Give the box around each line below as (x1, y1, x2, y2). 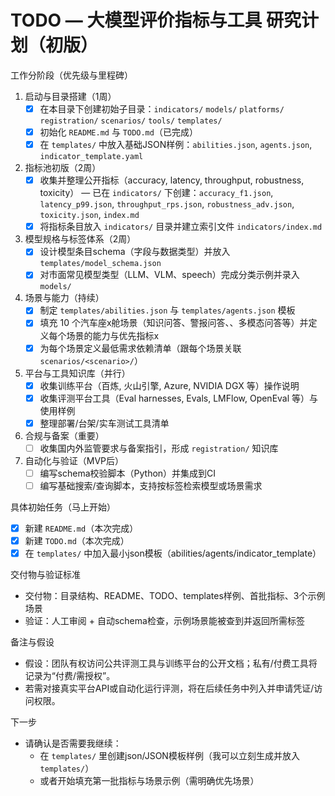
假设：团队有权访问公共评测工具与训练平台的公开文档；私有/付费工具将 (24, 657, 318, 670)
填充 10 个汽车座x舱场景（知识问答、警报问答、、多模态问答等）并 (39, 317, 309, 329)
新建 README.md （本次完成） (24, 522, 139, 534)
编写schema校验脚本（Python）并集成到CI (39, 467, 217, 479)
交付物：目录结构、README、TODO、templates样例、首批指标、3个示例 (24, 590, 326, 602)
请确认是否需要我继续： (24, 737, 122, 750)
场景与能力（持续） (24, 292, 105, 304)
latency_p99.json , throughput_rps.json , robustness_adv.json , (39, 198, 295, 210)
